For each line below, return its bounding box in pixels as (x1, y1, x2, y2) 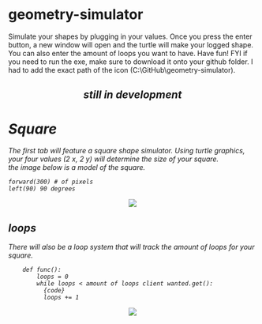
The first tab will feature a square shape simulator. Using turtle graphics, (8, 146, 245, 156)
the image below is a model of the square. (8, 163, 146, 172)
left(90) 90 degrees (8, 185, 77, 193)
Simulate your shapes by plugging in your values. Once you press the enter (8, 32, 253, 41)
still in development (83, 89, 182, 102)
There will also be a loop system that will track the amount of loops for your (8, 243, 255, 252)
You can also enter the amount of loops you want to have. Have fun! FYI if (8, 48, 248, 58)
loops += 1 (43, 294, 80, 302)
